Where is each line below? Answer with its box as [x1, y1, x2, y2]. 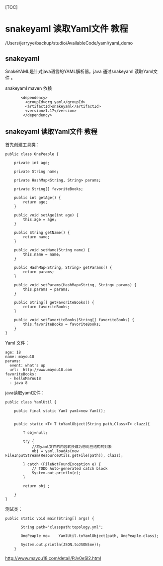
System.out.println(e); [31, 470, 81, 475]
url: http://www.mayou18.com [9, 367, 72, 372]
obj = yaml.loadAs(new [31, 448, 79, 453]
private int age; [14, 160, 50, 165]
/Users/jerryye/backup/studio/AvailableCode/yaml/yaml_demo [5, 40, 133, 46]
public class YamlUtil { [5, 399, 57, 404]
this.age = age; [23, 217, 57, 222]
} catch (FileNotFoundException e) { [23, 461, 101, 467]
